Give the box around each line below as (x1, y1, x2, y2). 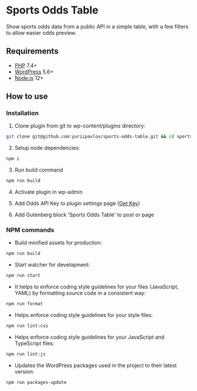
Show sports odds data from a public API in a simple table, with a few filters (6, 23, 189, 30)
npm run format (6, 301, 43, 307)
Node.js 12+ (14, 74, 44, 81)
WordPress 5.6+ (14, 68, 54, 75)
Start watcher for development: (14, 261, 90, 268)
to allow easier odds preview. (6, 29, 77, 36)
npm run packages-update (6, 379, 67, 385)
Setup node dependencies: (14, 145, 80, 152)
